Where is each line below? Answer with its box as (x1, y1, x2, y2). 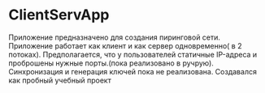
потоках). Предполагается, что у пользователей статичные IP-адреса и (8, 49, 258, 59)
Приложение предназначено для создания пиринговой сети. (8, 32, 221, 42)
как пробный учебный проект (8, 75, 111, 85)
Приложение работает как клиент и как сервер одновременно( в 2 (8, 40, 242, 50)
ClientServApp (8, 6, 110, 24)
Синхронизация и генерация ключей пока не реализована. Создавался (8, 66, 258, 76)
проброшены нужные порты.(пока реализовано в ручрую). (8, 58, 214, 68)
